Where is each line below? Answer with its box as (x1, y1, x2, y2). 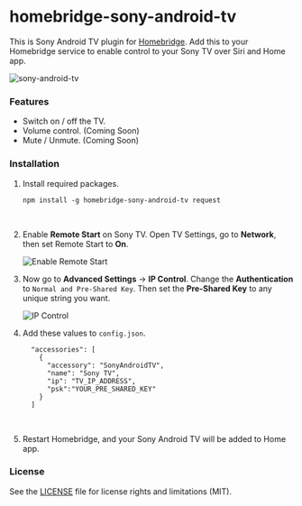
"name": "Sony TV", (46, 368, 120, 378)
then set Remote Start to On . (22, 238, 129, 249)
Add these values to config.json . (22, 327, 146, 338)
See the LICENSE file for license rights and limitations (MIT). (9, 485, 233, 497)
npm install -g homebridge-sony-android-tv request (22, 196, 221, 205)
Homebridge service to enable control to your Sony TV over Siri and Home (9, 45, 286, 56)
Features (9, 95, 50, 107)
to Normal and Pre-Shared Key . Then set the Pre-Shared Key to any (22, 282, 272, 294)
